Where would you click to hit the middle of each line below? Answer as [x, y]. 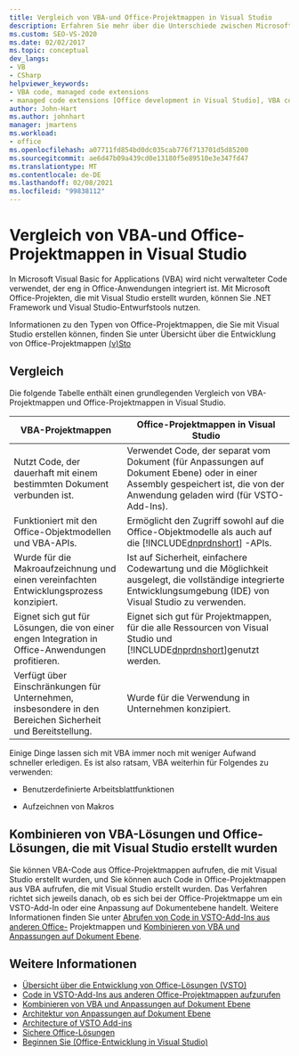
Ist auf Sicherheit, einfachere [187, 557]
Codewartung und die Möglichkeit [198, 568]
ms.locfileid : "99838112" [57, 191]
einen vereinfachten [56, 580]
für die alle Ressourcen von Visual [198, 627]
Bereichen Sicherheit [57, 719]
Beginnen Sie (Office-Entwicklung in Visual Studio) [115, 1042]
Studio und [149, 638]
